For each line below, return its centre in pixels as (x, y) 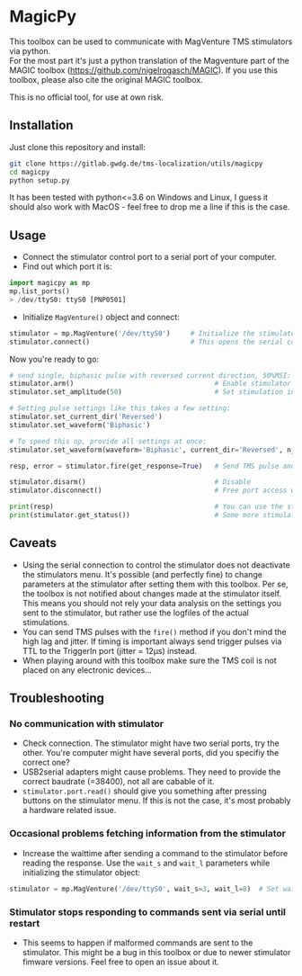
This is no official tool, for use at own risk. (87, 97)
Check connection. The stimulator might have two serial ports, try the (151, 743)
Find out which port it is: (67, 266)
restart (25, 923)
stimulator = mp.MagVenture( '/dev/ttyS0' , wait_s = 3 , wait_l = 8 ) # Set (144, 889)
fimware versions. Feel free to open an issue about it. (121, 962)
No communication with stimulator (87, 724)
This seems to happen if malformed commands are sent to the (138, 943)
